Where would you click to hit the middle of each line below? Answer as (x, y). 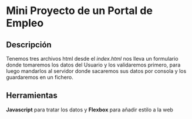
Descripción (29, 45)
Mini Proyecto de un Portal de (79, 11)
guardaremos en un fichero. (40, 77)
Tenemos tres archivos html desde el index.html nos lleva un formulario (92, 59)
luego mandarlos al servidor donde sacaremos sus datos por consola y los (96, 71)
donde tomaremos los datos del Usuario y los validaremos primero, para (93, 65)
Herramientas (32, 95)
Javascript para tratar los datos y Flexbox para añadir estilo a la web (90, 110)
